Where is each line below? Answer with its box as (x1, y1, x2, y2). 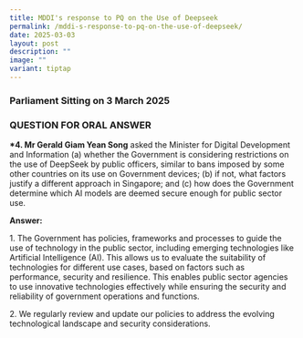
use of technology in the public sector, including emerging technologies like (9, 242, 295, 253)
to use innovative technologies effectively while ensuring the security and (9, 282, 287, 292)
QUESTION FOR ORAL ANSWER (9, 118, 152, 131)
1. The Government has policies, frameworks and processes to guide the (9, 233, 282, 244)
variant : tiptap (9, 65, 71, 74)
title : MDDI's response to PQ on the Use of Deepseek (9, 13, 219, 23)
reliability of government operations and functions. (9, 291, 200, 302)
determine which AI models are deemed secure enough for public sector (9, 188, 283, 199)
